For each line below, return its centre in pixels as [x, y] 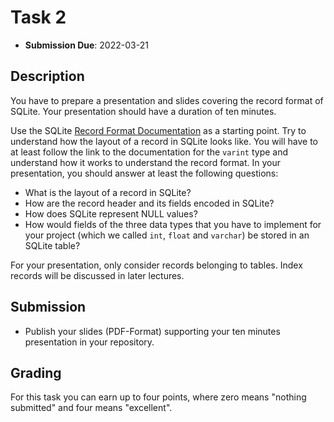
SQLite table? [52, 245]
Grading [36, 372]
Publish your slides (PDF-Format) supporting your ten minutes [152, 331]
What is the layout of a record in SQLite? [108, 192]
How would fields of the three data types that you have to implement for [173, 224]
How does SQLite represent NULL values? [111, 213]
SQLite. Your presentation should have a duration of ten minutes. [143, 111]
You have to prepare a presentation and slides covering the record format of [167, 100]
